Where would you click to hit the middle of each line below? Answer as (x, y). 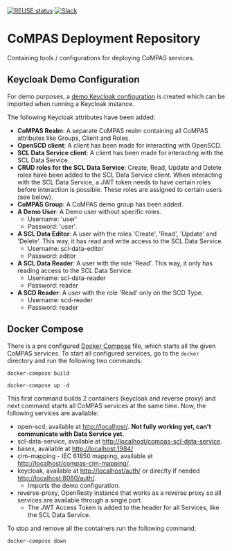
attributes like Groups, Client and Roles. (73, 138)
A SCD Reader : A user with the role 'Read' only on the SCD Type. (110, 292)
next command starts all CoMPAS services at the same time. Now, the (107, 405)
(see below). (35, 197)
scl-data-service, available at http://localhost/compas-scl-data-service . (120, 441)
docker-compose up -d (38, 385)
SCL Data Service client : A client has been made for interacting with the (120, 152)
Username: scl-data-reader (66, 278)
